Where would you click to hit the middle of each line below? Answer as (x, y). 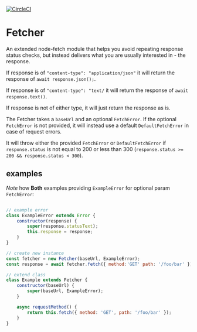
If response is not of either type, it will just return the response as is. (88, 108)
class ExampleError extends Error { (51, 215)
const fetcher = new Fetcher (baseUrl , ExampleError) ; (73, 259)
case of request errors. (34, 131)
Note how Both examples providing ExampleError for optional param (88, 188)
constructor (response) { (47, 221)
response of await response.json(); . (51, 78)
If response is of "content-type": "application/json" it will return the (91, 73)
